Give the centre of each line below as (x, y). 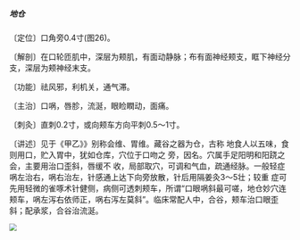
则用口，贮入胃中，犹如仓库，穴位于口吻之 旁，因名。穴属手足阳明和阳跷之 (147, 154)
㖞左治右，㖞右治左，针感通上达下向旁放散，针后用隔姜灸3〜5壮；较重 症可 (148, 177)
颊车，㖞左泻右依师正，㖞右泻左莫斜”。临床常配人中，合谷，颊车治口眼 (140, 199)
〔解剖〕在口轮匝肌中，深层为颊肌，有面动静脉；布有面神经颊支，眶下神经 (146, 56)
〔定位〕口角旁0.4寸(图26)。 (62, 37)
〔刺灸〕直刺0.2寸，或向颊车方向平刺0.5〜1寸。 (97, 124)
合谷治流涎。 (79, 211)
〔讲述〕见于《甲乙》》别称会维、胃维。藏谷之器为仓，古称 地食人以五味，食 (149, 144)
